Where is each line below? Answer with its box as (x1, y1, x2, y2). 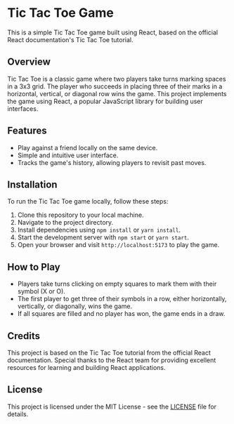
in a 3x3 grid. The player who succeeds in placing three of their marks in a (7, 82, 223, 91)
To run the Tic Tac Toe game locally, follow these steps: (7, 197, 169, 206)
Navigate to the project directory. (17, 218, 114, 227)
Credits (7, 330, 41, 342)
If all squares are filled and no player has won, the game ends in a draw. (17, 310, 226, 318)
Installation (7, 178, 58, 190)
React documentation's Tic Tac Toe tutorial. (7, 35, 134, 44)
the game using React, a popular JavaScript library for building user (7, 97, 204, 105)
